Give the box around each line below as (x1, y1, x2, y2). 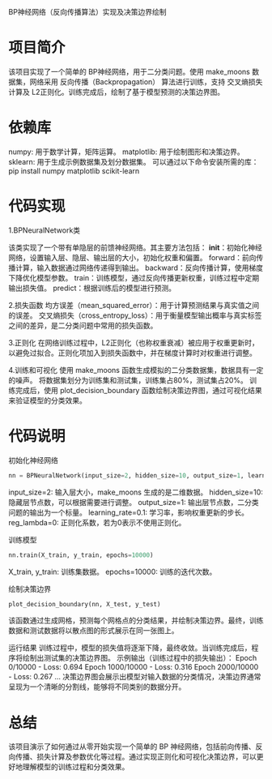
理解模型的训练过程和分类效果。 (22, 762, 130, 772)
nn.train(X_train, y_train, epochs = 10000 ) (8, 550, 154, 559)
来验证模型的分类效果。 (8, 396, 87, 405)
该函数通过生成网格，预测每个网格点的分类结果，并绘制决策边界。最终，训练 (8, 615, 264, 626)
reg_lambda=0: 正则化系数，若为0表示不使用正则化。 (8, 517, 186, 527)
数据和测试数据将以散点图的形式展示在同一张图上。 (8, 626, 179, 636)
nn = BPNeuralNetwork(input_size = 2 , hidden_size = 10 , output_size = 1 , (8, 471, 244, 480)
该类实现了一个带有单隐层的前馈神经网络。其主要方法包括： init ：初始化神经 (8, 242, 263, 252)
